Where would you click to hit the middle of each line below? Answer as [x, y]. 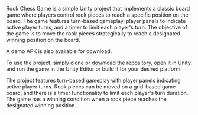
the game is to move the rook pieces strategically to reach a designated [93, 34]
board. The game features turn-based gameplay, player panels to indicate [96, 21]
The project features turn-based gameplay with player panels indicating [94, 80]
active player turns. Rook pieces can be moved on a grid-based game [91, 87]
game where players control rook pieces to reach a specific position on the [97, 15]
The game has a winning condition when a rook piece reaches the [86, 99]
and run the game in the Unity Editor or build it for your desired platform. [94, 69]
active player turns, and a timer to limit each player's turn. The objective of [97, 27]
